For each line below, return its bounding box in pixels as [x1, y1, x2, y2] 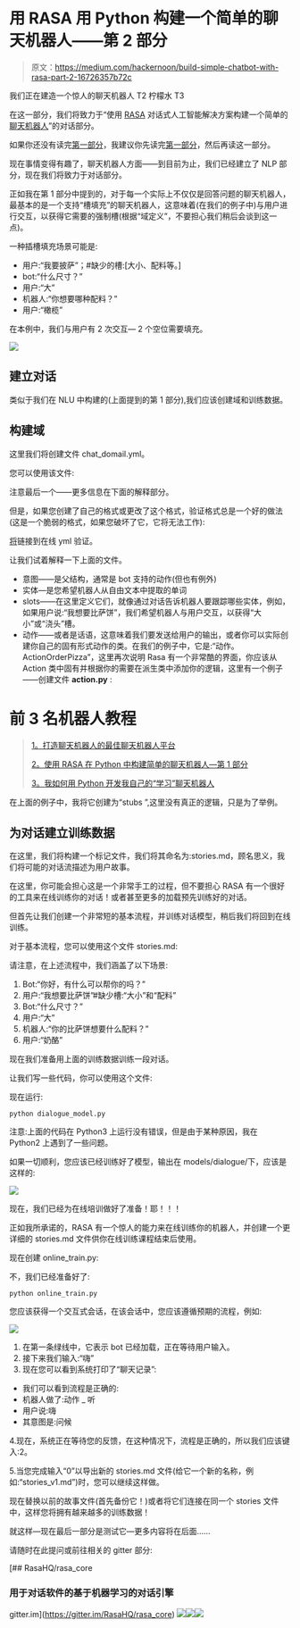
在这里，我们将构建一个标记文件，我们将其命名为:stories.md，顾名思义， [9, 850, 278, 862]
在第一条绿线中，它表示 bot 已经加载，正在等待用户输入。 [21, 1341, 235, 1353]
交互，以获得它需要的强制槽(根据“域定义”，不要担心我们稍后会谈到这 [16, 211, 270, 221]
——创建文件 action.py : [21, 673, 112, 684]
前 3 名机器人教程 [9, 708, 137, 729]
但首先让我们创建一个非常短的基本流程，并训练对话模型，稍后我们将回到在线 [9, 911, 291, 922]
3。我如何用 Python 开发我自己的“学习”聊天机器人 [30, 778, 215, 789]
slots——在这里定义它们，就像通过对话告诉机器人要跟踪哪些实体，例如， [21, 596, 290, 606]
